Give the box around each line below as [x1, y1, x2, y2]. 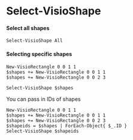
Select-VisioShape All [6, 38, 63, 44]
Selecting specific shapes [6, 50, 72, 58]
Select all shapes [6, 24, 50, 31]
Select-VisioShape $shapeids [6, 128, 79, 134]
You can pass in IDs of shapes [6, 95, 81, 103]
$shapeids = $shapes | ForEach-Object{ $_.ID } [6, 123, 128, 129]
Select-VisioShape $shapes [6, 85, 74, 91]
